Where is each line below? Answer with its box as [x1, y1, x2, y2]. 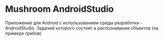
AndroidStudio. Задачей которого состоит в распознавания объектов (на [5, 25, 159, 31]
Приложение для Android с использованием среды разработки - [5, 20, 142, 26]
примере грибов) [5, 30, 42, 36]
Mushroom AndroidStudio [5, 3, 114, 15]
